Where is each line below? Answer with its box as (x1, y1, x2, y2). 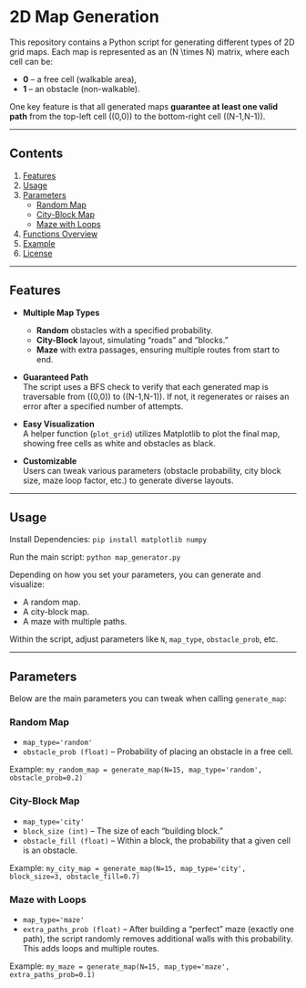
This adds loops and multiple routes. (22, 943, 159, 954)
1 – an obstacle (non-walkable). (22, 83, 140, 94)
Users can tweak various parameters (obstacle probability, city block (22, 465, 281, 476)
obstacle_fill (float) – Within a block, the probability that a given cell (22, 835, 291, 846)
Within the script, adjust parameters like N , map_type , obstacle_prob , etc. (9, 634, 279, 645)
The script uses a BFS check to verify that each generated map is (22, 381, 269, 392)
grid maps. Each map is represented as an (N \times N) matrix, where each (9, 46, 290, 57)
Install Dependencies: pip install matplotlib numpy (9, 534, 208, 545)
